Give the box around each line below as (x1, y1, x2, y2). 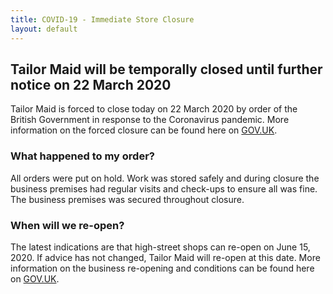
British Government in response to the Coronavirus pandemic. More (10, 114, 290, 126)
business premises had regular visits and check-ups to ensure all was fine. (10, 182, 318, 195)
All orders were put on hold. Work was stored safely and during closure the (10, 172, 320, 184)
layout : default (10, 24, 78, 34)
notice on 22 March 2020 (10, 76, 172, 93)
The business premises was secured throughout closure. (10, 193, 245, 205)
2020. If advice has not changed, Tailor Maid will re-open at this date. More (10, 251, 321, 263)
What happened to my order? (10, 149, 155, 163)
